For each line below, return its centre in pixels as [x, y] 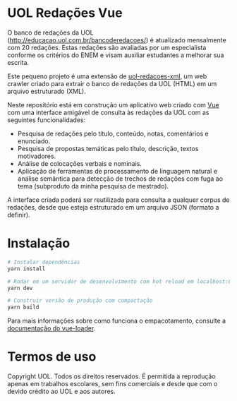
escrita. [18, 62]
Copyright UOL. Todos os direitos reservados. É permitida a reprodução [112, 376]
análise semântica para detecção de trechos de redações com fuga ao [120, 179]
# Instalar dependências [44, 262]
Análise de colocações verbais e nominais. [80, 163]
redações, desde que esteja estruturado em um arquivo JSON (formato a [113, 207]
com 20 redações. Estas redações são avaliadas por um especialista [107, 47]
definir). [19, 215]
